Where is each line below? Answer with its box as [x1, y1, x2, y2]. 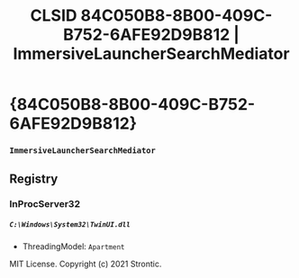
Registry [9, 171, 59, 186]
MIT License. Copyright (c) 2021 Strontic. [9, 258, 162, 270]
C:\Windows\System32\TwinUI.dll [9, 220, 131, 229]
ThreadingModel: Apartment [22, 241, 125, 252]
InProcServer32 [9, 198, 81, 211]
